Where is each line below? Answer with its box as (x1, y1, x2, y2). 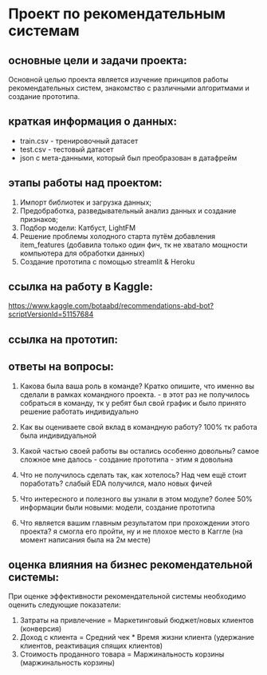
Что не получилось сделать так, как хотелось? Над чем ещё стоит (19, 470, 247, 479)
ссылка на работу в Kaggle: (8, 280, 154, 294)
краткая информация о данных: (8, 115, 178, 129)
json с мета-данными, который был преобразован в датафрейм (19, 153, 238, 162)
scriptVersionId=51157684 (8, 309, 94, 320)
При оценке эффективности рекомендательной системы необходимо (8, 592, 246, 602)
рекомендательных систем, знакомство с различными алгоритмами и (8, 83, 249, 93)
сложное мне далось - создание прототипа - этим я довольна (19, 455, 234, 464)
